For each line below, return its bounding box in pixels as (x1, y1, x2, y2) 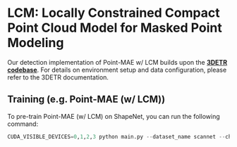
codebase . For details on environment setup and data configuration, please (7, 65, 227, 74)
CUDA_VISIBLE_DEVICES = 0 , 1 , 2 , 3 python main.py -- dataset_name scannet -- (7, 133, 226, 140)
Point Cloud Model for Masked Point (7, 20, 222, 36)
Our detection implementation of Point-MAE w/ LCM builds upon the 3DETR (7, 58, 228, 66)
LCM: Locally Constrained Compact (7, 5, 220, 21)
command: (7, 120, 39, 128)
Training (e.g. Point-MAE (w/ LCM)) (7, 94, 166, 106)
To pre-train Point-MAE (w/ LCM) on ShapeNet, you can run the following (7, 112, 220, 120)
